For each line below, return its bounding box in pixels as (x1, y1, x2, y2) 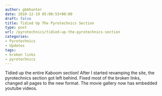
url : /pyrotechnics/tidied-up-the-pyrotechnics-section (5, 30, 120, 34)
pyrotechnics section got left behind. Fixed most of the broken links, (5, 75, 141, 81)
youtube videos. (5, 85, 37, 91)
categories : (5, 34, 29, 39)
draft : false (5, 16, 32, 21)
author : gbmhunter (5, 7, 42, 12)
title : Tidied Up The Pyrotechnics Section (5, 20, 95, 26)
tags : (5, 48, 16, 52)
